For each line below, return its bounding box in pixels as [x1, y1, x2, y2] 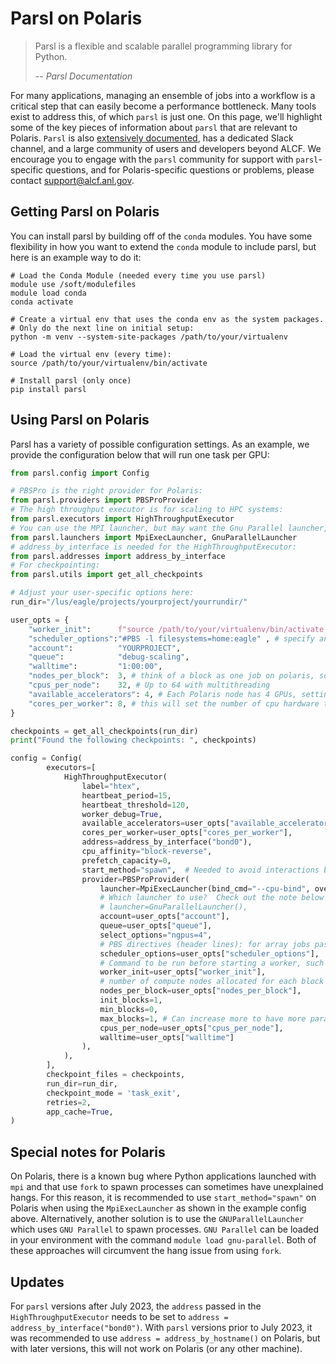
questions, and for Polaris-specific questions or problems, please [45, 163, 315, 176]
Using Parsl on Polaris [10, 412, 150, 429]
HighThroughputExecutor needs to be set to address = [10, 1310, 229, 1322]
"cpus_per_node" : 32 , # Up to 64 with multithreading [28, 680, 271, 691]
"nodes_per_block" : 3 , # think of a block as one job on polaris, [28, 671, 315, 681]
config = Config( [10, 753, 83, 764]
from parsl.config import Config [10, 468, 150, 478]
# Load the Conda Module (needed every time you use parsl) [10, 270, 267, 281]
